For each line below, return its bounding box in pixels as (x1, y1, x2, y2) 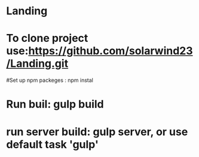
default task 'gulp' (6, 137, 99, 151)
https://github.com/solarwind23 (28, 44, 193, 58)
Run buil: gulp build (6, 97, 105, 111)
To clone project (6, 32, 88, 45)
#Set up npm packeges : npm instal (6, 76, 94, 84)
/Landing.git (6, 57, 69, 70)
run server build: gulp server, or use (6, 125, 188, 138)
